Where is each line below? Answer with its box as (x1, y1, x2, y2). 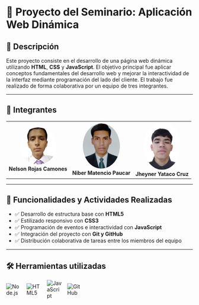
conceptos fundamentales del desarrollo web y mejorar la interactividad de (6, 70, 190, 76)
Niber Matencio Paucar (72, 169, 131, 176)
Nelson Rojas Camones (8, 165, 68, 172)
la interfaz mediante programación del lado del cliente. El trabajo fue (6, 76, 173, 83)
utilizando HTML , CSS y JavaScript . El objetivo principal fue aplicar (6, 63, 172, 70)
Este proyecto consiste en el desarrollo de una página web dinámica (6, 57, 173, 64)
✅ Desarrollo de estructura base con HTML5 (14, 210, 124, 218)
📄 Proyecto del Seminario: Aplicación (6, 5, 192, 19)
